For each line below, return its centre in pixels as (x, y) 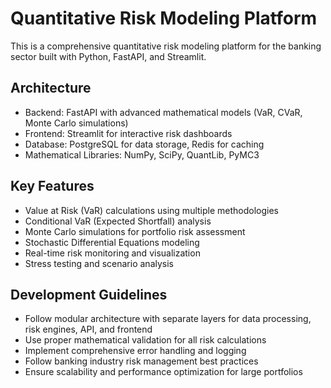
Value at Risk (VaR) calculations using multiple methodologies (151, 210)
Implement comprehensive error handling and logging (135, 351)
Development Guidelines (89, 294)
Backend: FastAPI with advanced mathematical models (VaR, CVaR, (163, 112)
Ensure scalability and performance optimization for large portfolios (163, 372)
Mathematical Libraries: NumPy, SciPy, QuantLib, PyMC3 (142, 154)
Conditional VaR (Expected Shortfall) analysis (118, 221)
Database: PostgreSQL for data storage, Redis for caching (144, 144)
